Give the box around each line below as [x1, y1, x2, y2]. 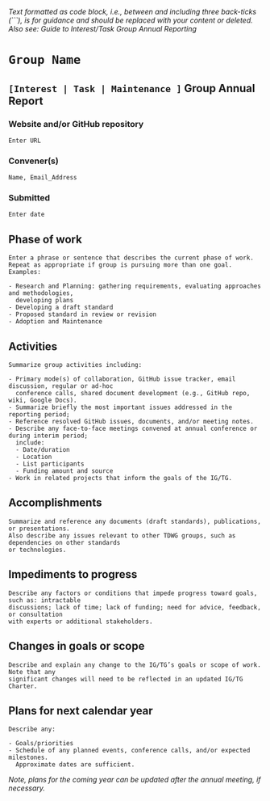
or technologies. [8, 546, 67, 554]
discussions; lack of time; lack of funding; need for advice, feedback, [8, 603, 262, 611]
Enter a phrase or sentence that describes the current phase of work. [8, 254, 254, 262]
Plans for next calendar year [8, 703, 153, 718]
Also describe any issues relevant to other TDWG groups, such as [8, 531, 236, 540]
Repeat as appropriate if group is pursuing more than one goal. [8, 261, 232, 269]
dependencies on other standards [8, 538, 121, 546]
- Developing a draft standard [8, 303, 114, 312]
